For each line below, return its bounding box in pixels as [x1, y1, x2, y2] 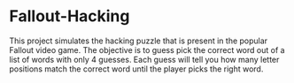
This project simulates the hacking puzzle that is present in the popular [9, 35, 268, 46]
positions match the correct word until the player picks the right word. [9, 64, 264, 74]
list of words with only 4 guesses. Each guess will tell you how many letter [9, 54, 280, 64]
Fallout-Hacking [9, 6, 130, 26]
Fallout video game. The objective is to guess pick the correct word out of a [9, 44, 285, 55]
